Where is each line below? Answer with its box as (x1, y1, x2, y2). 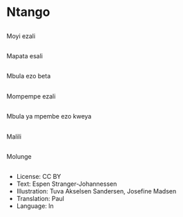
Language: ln (16, 202, 54, 210)
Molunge (6, 152, 32, 160)
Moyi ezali (6, 32, 36, 40)
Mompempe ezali (6, 92, 56, 101)
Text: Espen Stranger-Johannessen (16, 180, 117, 188)
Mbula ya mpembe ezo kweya (6, 112, 92, 121)
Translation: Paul (16, 195, 65, 203)
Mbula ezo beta (6, 72, 51, 80)
